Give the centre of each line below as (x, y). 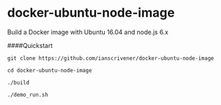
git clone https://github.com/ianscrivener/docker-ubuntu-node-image (111, 58)
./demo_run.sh (28, 95)
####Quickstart (30, 45)
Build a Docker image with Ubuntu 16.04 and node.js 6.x (88, 32)
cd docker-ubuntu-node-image (50, 70)
